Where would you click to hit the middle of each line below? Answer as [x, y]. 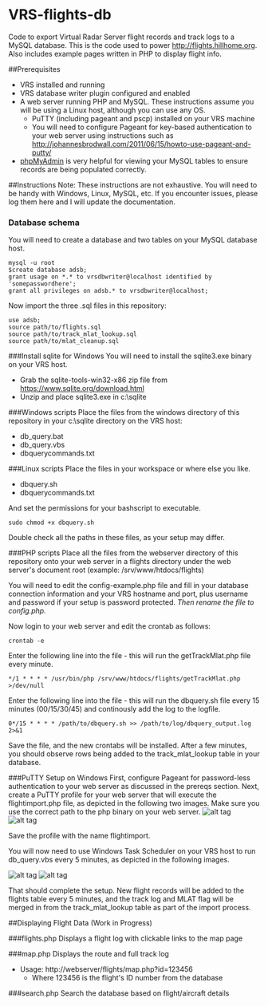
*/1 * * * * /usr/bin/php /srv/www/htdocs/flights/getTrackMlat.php [124, 679]
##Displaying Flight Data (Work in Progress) [81, 923]
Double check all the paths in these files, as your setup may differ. [117, 538]
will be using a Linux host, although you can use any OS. [112, 110]
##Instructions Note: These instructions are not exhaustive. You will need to [133, 184]
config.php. [27, 611]
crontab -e [26, 641]
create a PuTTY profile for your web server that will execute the [112, 795]
